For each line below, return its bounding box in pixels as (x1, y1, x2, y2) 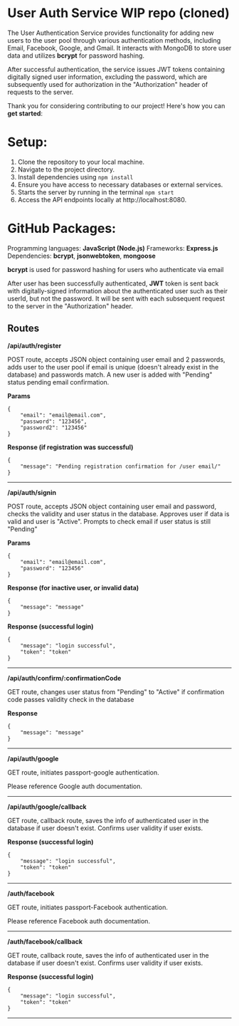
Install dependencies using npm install (17, 172, 134, 181)
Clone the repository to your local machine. (17, 157, 144, 166)
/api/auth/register (7, 341, 62, 350)
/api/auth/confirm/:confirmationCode (7, 674, 122, 682)
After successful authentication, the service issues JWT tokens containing (7, 65, 225, 73)
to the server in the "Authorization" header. (7, 301, 133, 310)
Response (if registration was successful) (7, 443, 134, 451)
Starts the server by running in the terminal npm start (17, 187, 174, 197)
